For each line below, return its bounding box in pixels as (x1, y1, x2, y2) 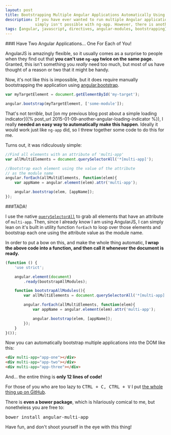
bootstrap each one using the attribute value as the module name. (5, 230, 144, 236)
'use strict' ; (14, 265, 44, 270)
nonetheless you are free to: (5, 404, 65, 410)
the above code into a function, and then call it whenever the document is (5, 245, 164, 251)
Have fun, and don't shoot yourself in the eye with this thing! (5, 424, 132, 430)
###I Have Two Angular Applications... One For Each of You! (5, 40, 132, 47)
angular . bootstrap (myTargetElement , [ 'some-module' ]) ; (5, 101, 124, 106)
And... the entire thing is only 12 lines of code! (5, 374, 102, 380)
